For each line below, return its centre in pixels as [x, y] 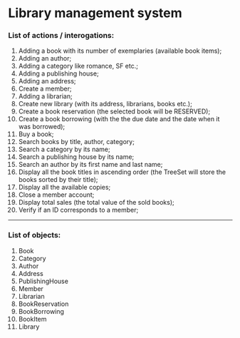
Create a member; [45, 89]
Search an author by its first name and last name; [90, 165]
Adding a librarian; [46, 96]
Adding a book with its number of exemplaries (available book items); [120, 51]
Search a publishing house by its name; [76, 157]
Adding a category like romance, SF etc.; [78, 66]
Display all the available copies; [64, 188]
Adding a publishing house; [58, 73]
